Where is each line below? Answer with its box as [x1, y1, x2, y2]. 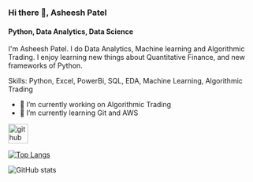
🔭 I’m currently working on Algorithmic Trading [19, 100, 172, 110]
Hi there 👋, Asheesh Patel [8, 7, 107, 18]
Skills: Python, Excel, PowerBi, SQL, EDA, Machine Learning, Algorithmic [8, 76, 243, 86]
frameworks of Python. [8, 61, 83, 70]
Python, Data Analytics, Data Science [8, 27, 134, 36]
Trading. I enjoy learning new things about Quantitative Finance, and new [8, 53, 246, 62]
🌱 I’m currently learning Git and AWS [19, 108, 139, 117]
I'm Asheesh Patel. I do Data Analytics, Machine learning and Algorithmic [8, 44, 245, 54]
